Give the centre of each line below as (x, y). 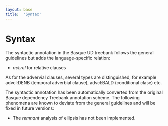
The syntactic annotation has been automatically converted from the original (84, 92)
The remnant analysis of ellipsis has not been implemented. (74, 118)
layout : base (19, 10)
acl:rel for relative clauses (39, 68)
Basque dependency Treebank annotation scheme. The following (73, 98)
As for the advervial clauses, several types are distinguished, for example (81, 77)
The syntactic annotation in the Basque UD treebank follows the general (79, 53)
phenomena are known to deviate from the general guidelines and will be (80, 103)
